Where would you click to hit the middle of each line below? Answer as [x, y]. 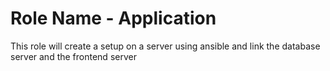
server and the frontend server [73, 56]
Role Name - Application [113, 18]
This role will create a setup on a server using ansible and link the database [165, 46]
